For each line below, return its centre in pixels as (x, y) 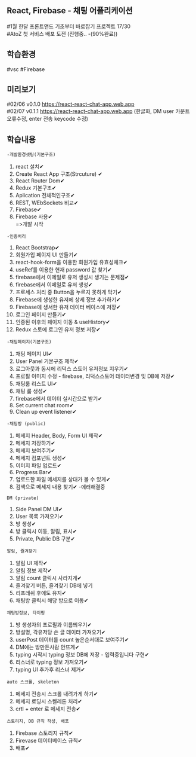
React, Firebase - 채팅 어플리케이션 (70, 11)
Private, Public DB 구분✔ (45, 539)
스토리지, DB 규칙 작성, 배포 (38, 721)
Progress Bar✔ (34, 472)
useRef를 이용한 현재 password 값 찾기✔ (63, 270)
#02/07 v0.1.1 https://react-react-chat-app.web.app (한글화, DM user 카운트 (98, 111)
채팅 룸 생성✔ (31, 391)
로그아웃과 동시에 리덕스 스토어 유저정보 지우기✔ (72, 369)
